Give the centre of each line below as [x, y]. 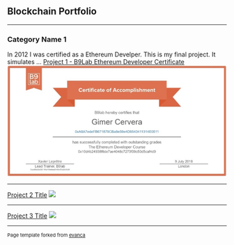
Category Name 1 [37, 39]
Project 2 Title [27, 195]
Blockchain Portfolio [52, 11]
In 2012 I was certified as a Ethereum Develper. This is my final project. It [111, 54]
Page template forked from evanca [46, 235]
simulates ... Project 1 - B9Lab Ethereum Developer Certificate [96, 62]
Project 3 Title [27, 216]
